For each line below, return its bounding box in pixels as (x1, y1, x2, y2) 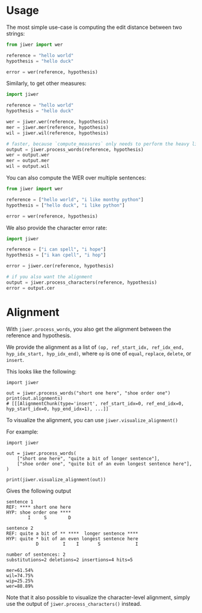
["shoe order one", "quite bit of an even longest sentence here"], (17, 461, 192, 467)
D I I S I (35, 541, 138, 547)
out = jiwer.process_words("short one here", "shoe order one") (6, 390, 171, 396)
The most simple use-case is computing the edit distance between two (6, 23, 182, 31)
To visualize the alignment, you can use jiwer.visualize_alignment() (6, 416, 179, 423)
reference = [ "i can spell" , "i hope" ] (6, 246, 106, 253)
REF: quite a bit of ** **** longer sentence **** (6, 531, 138, 537)
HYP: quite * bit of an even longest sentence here (6, 535, 138, 542)
